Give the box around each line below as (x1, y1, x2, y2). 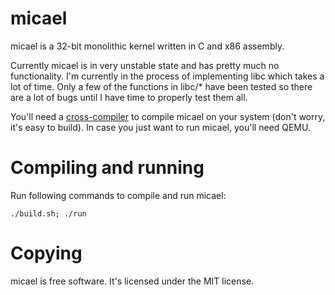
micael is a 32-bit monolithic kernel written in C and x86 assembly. (10, 40, 285, 52)
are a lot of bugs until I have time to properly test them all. (10, 91, 248, 103)
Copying (10, 242, 83, 265)
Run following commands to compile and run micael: (10, 189, 227, 201)
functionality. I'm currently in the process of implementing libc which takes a (10, 70, 325, 82)
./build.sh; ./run (10, 208, 87, 219)
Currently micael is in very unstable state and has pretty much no (10, 59, 280, 71)
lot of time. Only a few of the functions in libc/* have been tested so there (10, 80, 313, 92)
